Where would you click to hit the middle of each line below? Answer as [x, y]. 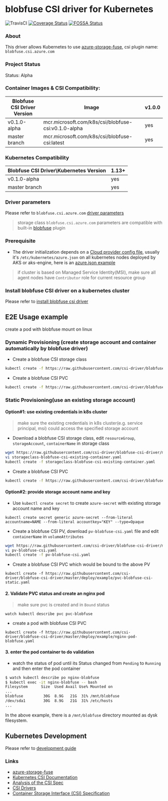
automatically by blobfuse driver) [47, 348]
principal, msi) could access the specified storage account [78, 428]
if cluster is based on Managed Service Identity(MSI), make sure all [86, 272]
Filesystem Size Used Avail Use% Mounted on [59, 687]
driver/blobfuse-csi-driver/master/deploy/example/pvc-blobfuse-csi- [79, 578]
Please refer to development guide [41, 748]
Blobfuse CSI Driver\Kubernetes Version [57, 171]
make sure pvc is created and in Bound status [63, 604]
